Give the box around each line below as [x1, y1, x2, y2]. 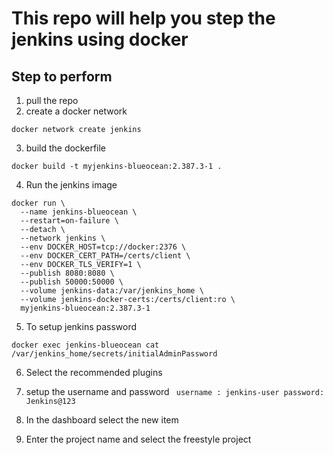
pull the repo [25, 95, 79, 106]
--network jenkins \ [20, 233, 106, 243]
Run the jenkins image [25, 179, 118, 191]
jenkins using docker [11, 28, 189, 51]
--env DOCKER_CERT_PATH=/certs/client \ [20, 251, 191, 261]
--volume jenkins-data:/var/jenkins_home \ [20, 286, 204, 296]
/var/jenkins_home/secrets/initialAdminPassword [11, 349, 218, 359]
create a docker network [25, 105, 128, 117]
